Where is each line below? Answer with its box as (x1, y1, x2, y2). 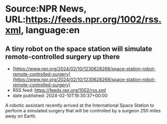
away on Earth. (5, 113, 37, 119)
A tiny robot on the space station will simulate (5, 44, 153, 53)
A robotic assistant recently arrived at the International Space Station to (5, 102, 154, 108)
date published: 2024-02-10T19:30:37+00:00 (12, 93, 108, 98)
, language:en (21, 25, 80, 36)
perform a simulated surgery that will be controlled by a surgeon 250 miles (5, 108, 161, 113)
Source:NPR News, (5, 3, 87, 15)
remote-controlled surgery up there (5, 52, 120, 61)
